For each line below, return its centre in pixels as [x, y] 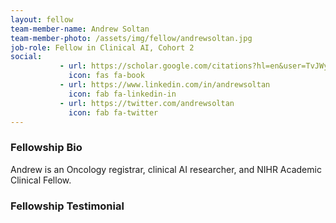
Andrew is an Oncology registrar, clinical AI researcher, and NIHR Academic [166, 169]
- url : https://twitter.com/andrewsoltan [147, 103]
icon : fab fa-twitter [113, 112]
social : [26, 57]
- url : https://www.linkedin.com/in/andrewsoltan [165, 85]
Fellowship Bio [46, 148]
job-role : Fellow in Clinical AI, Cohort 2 [102, 47]
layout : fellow [42, 19]
